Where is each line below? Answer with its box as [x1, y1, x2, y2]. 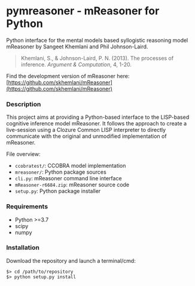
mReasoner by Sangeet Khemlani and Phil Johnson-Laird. [6, 43, 148, 50]
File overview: [6, 150, 41, 158]
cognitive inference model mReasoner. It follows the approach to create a [6, 120, 187, 127]
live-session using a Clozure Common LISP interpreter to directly [6, 127, 166, 134]
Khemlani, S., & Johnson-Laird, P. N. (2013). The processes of [20, 54, 174, 61]
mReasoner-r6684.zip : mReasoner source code [14, 181, 130, 189]
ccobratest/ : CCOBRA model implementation [14, 162, 126, 170]
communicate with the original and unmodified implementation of [6, 133, 167, 140]
